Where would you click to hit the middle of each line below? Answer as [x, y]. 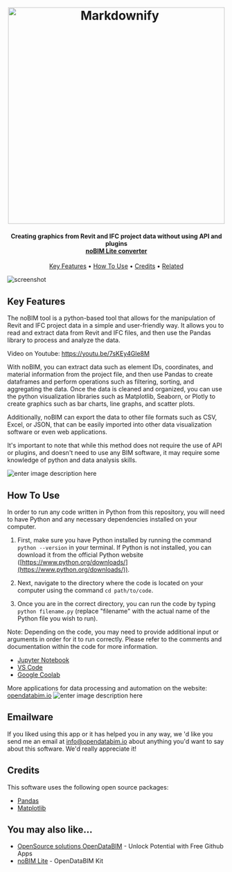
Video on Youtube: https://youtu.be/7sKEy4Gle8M [79, 354]
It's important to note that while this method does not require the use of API [115, 445]
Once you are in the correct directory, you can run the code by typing [116, 604]
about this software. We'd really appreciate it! [72, 749]
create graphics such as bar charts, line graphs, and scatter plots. [101, 404]
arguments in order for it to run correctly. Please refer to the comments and [115, 639]
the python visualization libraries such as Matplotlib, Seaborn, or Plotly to [111, 397]
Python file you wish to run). [57, 619]
